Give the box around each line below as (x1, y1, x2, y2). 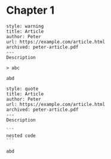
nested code (6, 132, 36, 139)
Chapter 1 (6, 4, 55, 17)
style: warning (6, 23, 44, 29)
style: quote (6, 86, 39, 92)
